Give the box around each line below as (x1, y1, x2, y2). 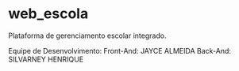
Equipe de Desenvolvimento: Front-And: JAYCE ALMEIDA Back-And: (8, 46, 232, 55)
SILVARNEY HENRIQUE (8, 54, 84, 64)
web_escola (8, 5, 89, 23)
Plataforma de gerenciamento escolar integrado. (8, 31, 167, 40)
